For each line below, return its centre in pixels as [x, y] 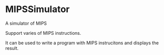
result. [12, 48]
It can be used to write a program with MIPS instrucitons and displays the [82, 43]
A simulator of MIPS [26, 23]
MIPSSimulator [37, 9]
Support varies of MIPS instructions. [43, 33]
